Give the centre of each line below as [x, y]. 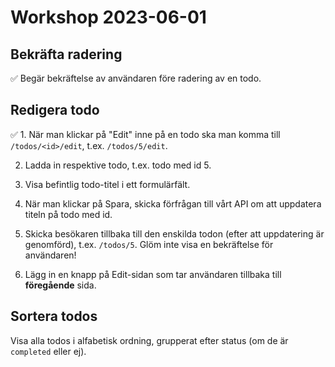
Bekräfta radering [66, 54]
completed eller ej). [48, 351]
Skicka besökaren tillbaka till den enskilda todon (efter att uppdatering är [174, 233]
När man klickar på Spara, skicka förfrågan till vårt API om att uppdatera [173, 203]
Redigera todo [55, 110]
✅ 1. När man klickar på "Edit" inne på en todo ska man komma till [145, 134]
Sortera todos [54, 316]
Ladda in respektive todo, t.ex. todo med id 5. [118, 165]
